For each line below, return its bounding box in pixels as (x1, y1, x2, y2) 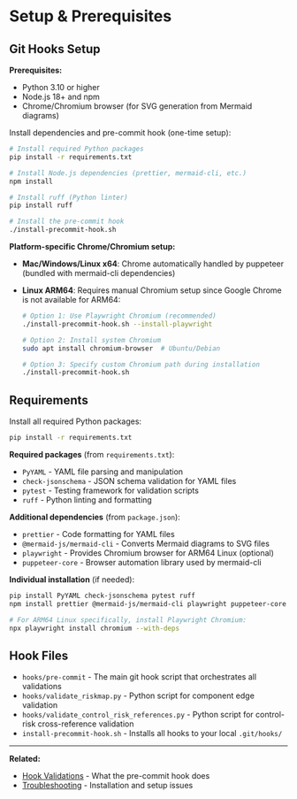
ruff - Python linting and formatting (21, 494, 152, 505)
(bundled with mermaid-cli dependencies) (21, 268, 176, 278)
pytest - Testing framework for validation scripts (21, 485, 199, 496)
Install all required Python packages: (9, 416, 142, 426)
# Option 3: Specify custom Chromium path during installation (21, 360, 261, 369)
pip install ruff (9, 201, 73, 210)
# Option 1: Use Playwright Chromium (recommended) (21, 311, 217, 320)
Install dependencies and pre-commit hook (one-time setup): (9, 127, 232, 138)
